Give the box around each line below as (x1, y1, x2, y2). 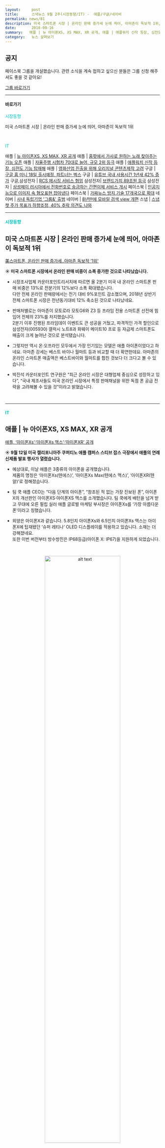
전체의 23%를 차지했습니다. (21, 314, 75, 320)
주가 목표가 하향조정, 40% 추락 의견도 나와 (10, 202, 92, 208)
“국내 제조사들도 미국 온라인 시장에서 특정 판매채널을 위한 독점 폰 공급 (20, 378, 153, 384)
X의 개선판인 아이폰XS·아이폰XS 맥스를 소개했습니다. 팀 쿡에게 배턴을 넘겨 (12, 495, 154, 501)
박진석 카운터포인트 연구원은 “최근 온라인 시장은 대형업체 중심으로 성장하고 (12, 372, 155, 377)
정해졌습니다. (24, 478, 50, 484)
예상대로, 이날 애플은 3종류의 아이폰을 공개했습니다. (12, 466, 111, 472)
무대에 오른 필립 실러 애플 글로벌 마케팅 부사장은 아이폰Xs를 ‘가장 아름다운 (17, 501, 159, 507)
